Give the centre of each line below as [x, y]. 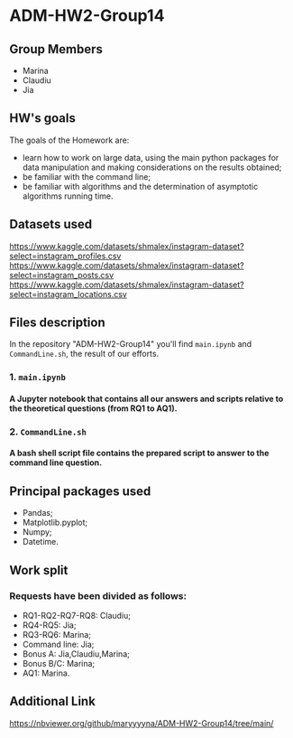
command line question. [55, 462]
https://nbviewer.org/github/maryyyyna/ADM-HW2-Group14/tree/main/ [142, 723]
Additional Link [53, 701]
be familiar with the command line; [87, 176]
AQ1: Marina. [46, 673]
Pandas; [37, 513]
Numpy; [37, 532]
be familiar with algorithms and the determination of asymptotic [140, 186]
